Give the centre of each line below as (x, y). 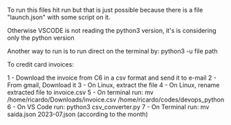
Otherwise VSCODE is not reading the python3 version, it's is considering (112, 31)
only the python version (41, 38)
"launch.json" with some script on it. (59, 17)
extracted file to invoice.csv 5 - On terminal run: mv (81, 92)
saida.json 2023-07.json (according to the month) (78, 114)
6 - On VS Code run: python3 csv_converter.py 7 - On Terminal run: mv (108, 107)
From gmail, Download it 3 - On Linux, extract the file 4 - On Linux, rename (113, 85)
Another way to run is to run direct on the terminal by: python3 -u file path (112, 51)
